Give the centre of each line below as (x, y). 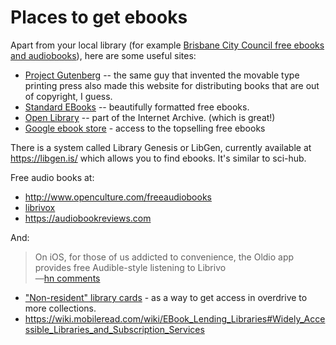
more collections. (60, 308)
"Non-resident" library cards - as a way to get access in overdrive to (166, 297)
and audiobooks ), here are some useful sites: (103, 55)
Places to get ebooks (99, 17)
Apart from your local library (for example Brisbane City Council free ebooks (167, 45)
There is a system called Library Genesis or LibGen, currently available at (161, 147)
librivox (40, 207)
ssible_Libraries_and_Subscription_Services (114, 329)
